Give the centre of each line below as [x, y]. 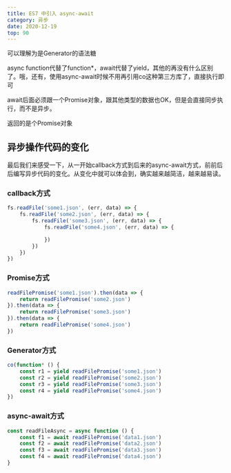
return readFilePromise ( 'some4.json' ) [75, 325]
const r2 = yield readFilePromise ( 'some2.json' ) [91, 378]
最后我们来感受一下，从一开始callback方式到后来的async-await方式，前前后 [115, 165]
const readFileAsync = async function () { [71, 431]
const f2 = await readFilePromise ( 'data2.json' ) [91, 444]
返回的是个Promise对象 [40, 123]
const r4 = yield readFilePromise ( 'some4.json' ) [91, 391]
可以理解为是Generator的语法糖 [52, 53]
